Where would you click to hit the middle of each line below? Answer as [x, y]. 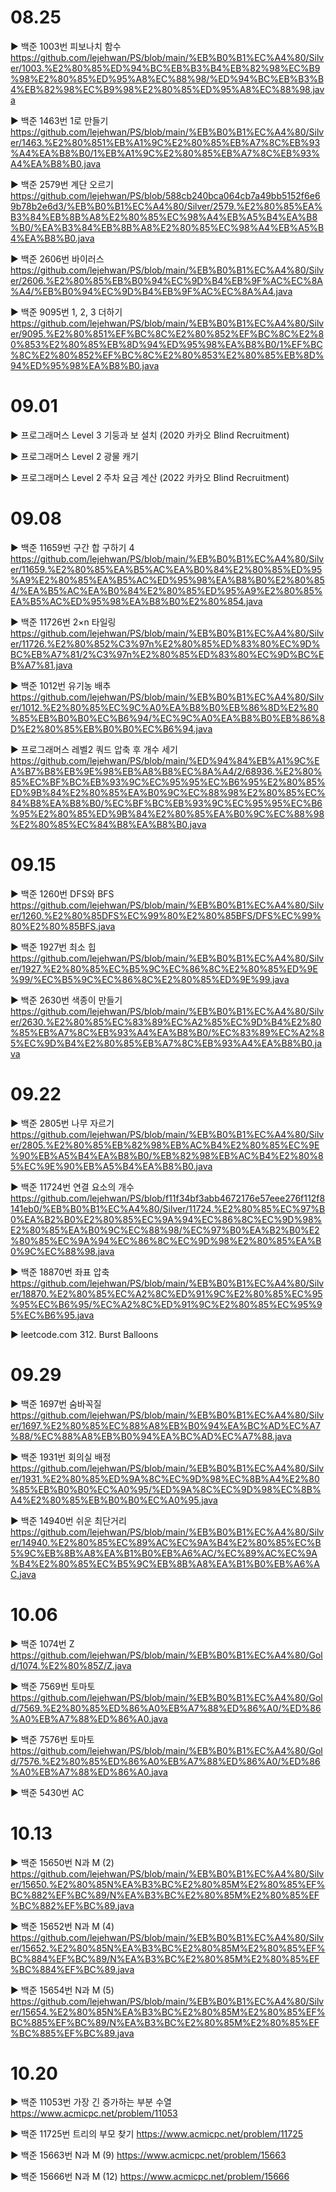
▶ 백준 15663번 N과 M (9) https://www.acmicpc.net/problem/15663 [148, 2155]
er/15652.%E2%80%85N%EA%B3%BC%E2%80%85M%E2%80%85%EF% [168, 1948]
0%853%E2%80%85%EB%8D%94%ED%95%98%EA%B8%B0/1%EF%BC [166, 344]
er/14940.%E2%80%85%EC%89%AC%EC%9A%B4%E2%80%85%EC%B [166, 1542]
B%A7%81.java [41, 665]
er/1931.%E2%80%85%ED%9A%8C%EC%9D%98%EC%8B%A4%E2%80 [165, 1478]
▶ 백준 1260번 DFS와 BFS [62, 893]
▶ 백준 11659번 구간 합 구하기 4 [72, 547]
